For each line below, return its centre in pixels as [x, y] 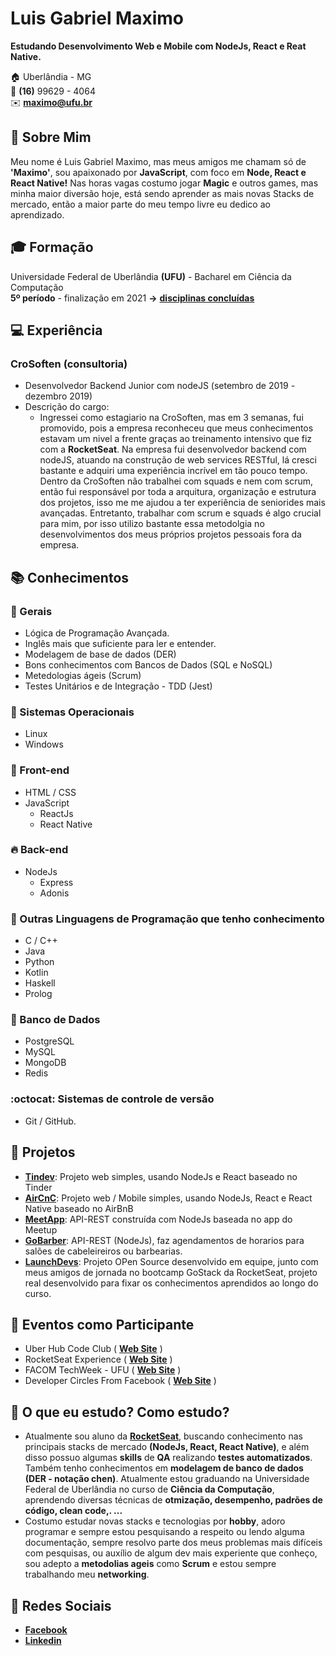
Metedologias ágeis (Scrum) [83, 675]
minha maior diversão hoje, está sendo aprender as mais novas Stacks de [162, 193]
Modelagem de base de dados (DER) [100, 654]
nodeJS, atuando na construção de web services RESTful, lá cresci [178, 460]
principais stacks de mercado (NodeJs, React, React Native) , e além [167, 1447]
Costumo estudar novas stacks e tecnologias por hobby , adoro [155, 1521]
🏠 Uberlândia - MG [51, 76]
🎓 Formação [52, 247]
